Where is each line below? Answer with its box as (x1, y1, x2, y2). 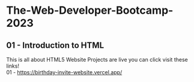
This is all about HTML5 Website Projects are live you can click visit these (6, 56, 188, 63)
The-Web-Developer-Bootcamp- (6, 4, 174, 17)
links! (6, 62, 20, 69)
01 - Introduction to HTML (6, 40, 105, 50)
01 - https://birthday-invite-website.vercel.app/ (6, 69, 123, 75)
